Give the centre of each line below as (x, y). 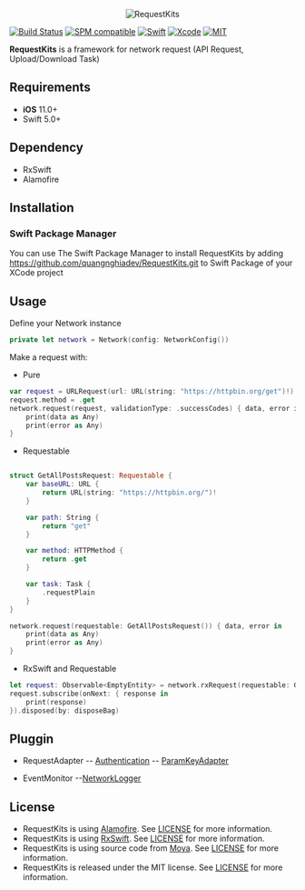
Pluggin (32, 739)
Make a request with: (49, 357)
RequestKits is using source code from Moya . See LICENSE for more (151, 848)
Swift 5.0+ (42, 119)
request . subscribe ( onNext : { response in (89, 694)
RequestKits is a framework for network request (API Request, (127, 49)
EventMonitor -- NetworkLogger (82, 778)
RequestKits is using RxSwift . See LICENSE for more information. (143, 839)
